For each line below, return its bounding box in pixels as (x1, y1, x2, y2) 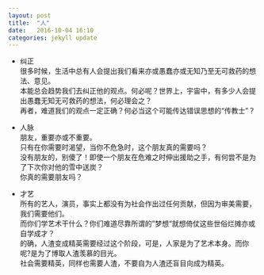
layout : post (8, 11, 52, 20)
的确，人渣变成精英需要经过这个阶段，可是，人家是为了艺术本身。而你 (19, 239, 250, 248)
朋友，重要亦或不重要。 (19, 132, 97, 143)
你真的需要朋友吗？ (19, 172, 83, 182)
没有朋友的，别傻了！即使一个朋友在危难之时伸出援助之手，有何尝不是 (19, 152, 250, 162)
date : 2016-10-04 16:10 (8, 26, 94, 34)
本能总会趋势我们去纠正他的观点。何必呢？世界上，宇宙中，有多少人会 (19, 86, 250, 96)
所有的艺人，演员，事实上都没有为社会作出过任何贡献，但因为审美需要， (19, 199, 256, 208)
